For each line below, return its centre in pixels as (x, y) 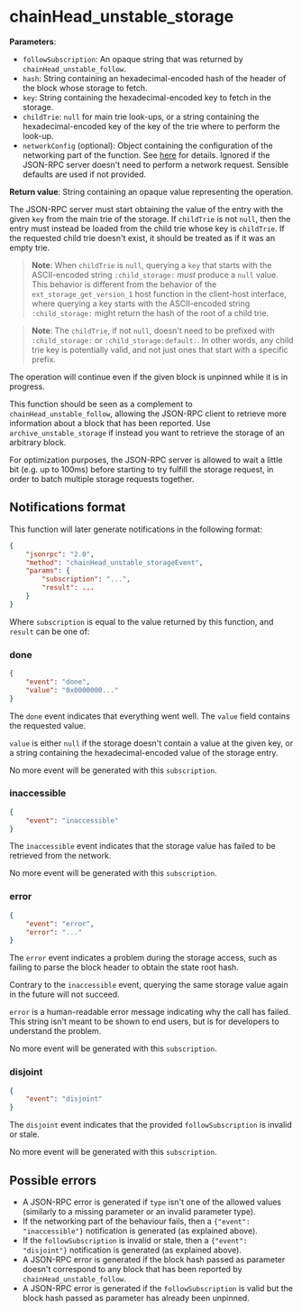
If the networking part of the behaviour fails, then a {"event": (136, 1221)
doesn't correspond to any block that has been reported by (132, 1269)
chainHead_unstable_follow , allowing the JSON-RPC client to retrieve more (148, 414)
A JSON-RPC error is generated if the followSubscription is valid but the (157, 1288)
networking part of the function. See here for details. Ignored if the (146, 154)
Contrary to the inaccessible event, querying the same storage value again (149, 985)
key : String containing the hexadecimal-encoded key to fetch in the (147, 98)
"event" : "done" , (58, 682)
